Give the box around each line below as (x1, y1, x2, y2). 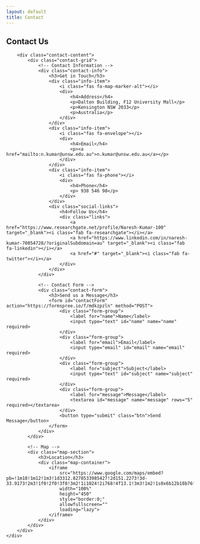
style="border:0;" (59, 496, 105, 502)
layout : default (6, 8, 46, 15)
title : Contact (6, 14, 44, 20)
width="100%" (59, 486, 92, 492)
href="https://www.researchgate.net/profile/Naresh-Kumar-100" (6, 225, 167, 230)
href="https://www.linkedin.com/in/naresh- (78, 235, 187, 241)
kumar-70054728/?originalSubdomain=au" (6, 240, 105, 247)
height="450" (59, 491, 92, 497)
